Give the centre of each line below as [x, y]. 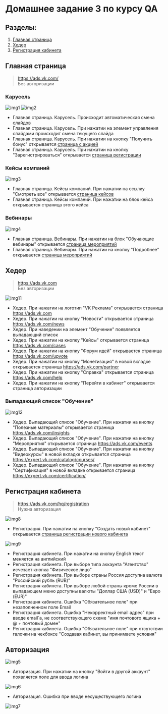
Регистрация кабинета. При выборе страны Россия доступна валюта [87, 575]
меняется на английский [39, 559]
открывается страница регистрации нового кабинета [70, 534]
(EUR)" [20, 596]
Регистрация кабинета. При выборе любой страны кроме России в [85, 585]
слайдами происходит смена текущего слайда [63, 134]
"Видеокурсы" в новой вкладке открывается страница [72, 454]
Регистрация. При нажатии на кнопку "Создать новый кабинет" [81, 528]
